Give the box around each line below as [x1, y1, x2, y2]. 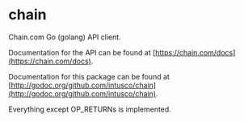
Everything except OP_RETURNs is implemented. [8, 104, 171, 114]
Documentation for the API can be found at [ [8, 47, 156, 57]
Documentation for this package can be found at [8, 71, 170, 81]
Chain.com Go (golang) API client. [8, 32, 121, 42]
